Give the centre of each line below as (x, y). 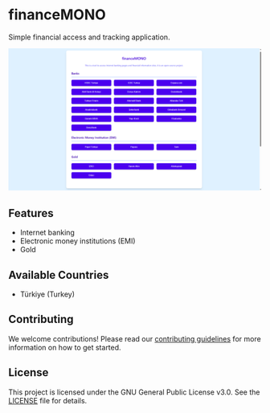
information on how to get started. (65, 347)
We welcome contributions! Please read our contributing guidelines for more (135, 338)
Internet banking (47, 233)
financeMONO (57, 15)
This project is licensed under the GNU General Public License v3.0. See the (134, 392)
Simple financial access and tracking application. (89, 37)
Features (31, 213)
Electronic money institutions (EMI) (78, 241)
